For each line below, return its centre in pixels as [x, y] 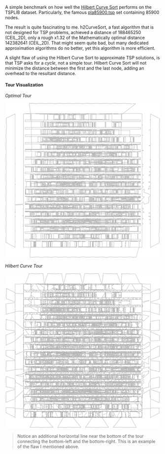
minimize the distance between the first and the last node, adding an [75, 68]
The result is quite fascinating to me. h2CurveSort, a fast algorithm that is [80, 27]
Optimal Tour [18, 96]
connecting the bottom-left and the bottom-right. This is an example [86, 442]
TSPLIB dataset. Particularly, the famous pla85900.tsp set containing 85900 [82, 12]
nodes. [12, 18]
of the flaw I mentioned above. [48, 447]
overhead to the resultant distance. [41, 73]
